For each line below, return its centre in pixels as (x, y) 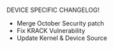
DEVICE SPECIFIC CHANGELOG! (53, 10)
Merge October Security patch (60, 23)
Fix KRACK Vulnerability (51, 31)
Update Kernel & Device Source (62, 38)
